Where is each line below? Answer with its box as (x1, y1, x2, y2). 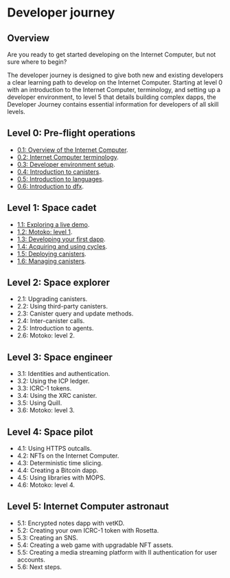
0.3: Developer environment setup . (16, 160, 115, 168)
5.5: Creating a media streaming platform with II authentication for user (16, 548, 218, 556)
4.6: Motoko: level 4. (16, 481, 76, 489)
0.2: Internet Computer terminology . (16, 153, 119, 161)
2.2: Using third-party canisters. (16, 302, 108, 311)
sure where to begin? (7, 58, 67, 66)
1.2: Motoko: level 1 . (16, 227, 73, 236)
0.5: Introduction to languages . (16, 175, 104, 183)
